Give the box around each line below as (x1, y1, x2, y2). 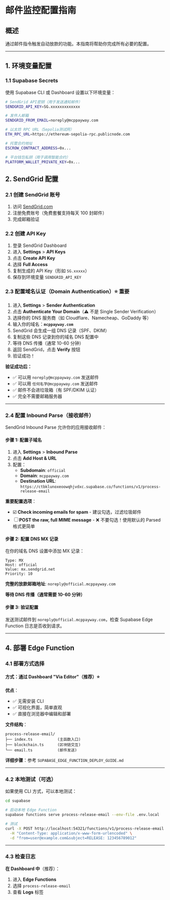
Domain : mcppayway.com (20, 473, 69, 479)
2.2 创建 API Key (5, 230, 47, 237)
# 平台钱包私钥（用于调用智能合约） (5, 155, 70, 160)
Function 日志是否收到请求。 (5, 623, 65, 629)
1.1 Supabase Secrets (5, 77, 58, 84)
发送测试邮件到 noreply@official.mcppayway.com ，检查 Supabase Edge (5, 616, 153, 622)
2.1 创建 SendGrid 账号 (5, 191, 61, 198)
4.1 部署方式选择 (5, 660, 45, 667)
